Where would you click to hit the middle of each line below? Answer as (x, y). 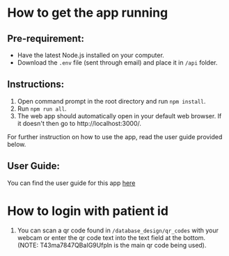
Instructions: (36, 85)
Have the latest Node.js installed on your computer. (91, 55)
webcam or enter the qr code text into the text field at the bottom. (111, 237)
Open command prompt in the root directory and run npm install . (111, 101)
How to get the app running (88, 13)
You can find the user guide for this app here (71, 183)
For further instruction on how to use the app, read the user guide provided (115, 136)
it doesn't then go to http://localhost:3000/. (79, 123)
